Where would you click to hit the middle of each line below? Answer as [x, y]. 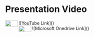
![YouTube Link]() [36, 23]
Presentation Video [46, 9]
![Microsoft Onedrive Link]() [61, 28]
